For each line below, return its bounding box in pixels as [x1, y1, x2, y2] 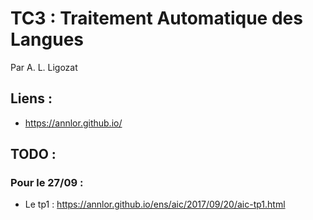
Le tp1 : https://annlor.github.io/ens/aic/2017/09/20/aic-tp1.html [24, 198, 286, 211]
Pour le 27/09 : [10, 176, 84, 190]
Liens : [10, 90, 53, 107]
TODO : [10, 146, 57, 163]
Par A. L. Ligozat [10, 61, 78, 73]
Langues [10, 28, 85, 51]
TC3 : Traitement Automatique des [10, 7, 303, 30]
